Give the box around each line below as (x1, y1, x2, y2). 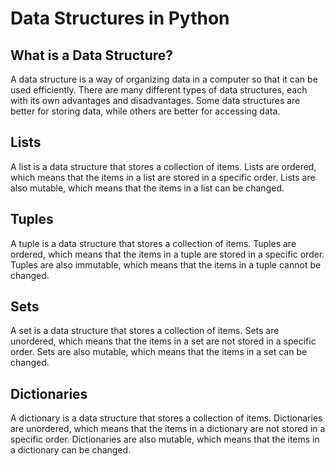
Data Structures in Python (10, 7, 230, 30)
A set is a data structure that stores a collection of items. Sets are (10, 325, 280, 337)
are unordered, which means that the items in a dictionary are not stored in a (10, 423, 326, 435)
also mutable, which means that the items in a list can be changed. (10, 182, 285, 194)
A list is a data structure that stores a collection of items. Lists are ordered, (10, 160, 317, 172)
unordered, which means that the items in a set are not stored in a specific (10, 335, 317, 347)
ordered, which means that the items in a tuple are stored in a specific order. (10, 248, 325, 260)
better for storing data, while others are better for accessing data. (10, 105, 281, 117)
